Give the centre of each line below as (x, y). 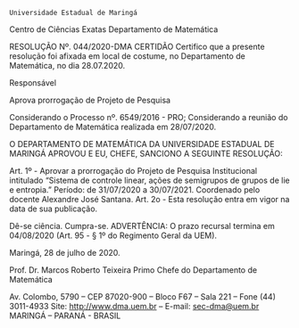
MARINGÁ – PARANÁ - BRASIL (65, 316)
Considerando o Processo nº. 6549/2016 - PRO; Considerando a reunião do (149, 117)
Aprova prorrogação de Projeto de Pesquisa (90, 100)
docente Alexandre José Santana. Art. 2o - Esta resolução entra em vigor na (149, 199)
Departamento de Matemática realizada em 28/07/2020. (113, 127)
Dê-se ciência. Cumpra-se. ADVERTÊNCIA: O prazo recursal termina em (142, 226)
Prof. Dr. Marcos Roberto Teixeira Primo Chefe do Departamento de (133, 270)
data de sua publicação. (54, 209)
